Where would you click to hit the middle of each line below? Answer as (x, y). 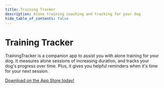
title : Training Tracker (30, 9)
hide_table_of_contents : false (37, 18)
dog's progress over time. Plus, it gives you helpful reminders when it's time (81, 66)
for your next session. (27, 71)
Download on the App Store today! (40, 81)
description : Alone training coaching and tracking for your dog (73, 14)
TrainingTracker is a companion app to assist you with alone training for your (82, 56)
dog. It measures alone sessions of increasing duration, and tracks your (77, 61)
